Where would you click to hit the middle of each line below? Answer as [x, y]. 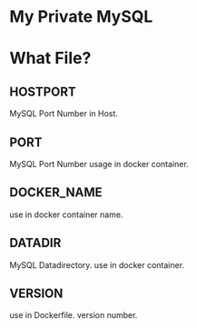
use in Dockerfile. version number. [74, 315]
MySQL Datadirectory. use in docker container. [97, 264]
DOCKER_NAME [56, 193]
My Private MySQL [81, 17]
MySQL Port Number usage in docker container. [99, 164]
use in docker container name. [66, 214]
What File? [50, 59]
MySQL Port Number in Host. [64, 114]
